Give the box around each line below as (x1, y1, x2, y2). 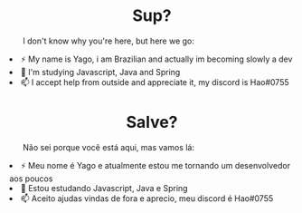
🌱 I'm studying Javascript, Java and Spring (21, 66, 181, 77)
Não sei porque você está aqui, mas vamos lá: (22, 141, 194, 152)
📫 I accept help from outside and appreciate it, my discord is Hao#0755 (21, 76, 289, 87)
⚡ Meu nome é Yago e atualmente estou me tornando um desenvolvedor (21, 160, 291, 170)
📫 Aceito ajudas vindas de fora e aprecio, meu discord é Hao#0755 (21, 192, 274, 204)
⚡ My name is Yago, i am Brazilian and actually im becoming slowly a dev (21, 53, 293, 64)
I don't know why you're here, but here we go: (22, 35, 194, 46)
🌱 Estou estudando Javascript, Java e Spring (21, 182, 188, 193)
